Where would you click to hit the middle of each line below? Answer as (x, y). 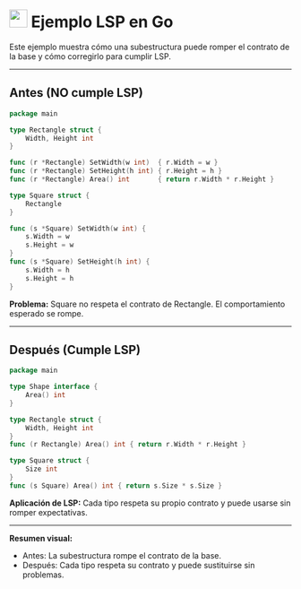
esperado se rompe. (47, 313)
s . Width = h (47, 270)
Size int (42, 469)
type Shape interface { (54, 387)
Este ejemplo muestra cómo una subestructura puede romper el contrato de (150, 47)
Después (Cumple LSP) (75, 350)
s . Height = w (50, 245)
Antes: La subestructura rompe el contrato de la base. (122, 555)
